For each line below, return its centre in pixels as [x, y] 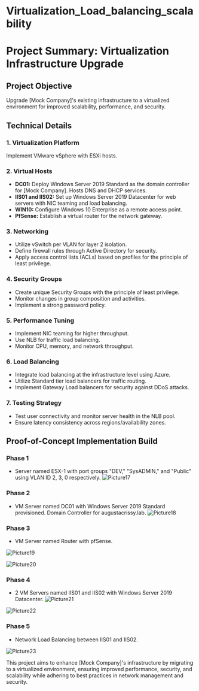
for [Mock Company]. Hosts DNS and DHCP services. [81, 190]
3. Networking [27, 232]
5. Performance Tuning [40, 320]
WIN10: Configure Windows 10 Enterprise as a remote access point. [98, 210]
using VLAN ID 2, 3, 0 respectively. [58, 478]
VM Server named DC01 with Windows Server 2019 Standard [90, 506]
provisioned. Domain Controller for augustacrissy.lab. [80, 513]
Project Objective [39, 86]
